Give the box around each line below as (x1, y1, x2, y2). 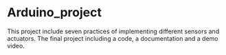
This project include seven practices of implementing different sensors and (7, 27, 220, 35)
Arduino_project (7, 5, 102, 20)
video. (7, 41, 25, 50)
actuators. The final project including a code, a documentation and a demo (7, 34, 218, 42)
